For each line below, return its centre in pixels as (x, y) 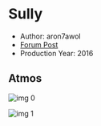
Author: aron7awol (50, 36)
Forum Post (39, 44)
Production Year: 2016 (57, 53)
